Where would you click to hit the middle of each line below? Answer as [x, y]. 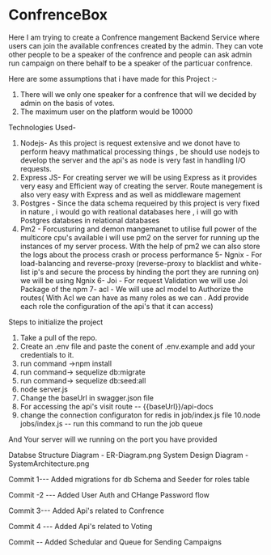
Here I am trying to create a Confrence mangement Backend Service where [134, 37]
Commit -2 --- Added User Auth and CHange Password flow [109, 494]
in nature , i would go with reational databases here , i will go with [129, 211]
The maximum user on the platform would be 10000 [106, 112]
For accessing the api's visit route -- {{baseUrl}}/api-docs [116, 406]
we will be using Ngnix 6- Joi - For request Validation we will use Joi [134, 280]
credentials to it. [47, 354]
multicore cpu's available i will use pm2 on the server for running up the [140, 237]
